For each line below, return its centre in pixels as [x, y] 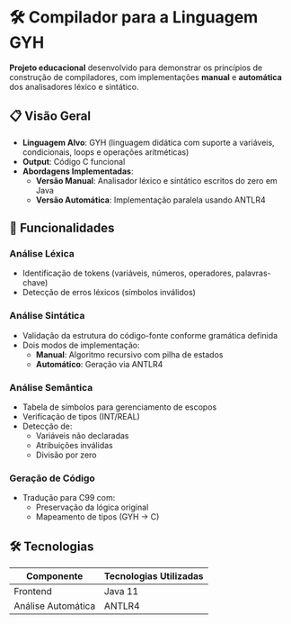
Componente [55, 576]
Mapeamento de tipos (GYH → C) [97, 517]
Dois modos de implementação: [81, 345]
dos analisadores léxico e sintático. [74, 86]
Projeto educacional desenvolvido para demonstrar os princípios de [136, 68]
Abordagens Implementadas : [78, 171]
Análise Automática [55, 606]
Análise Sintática [47, 316]
